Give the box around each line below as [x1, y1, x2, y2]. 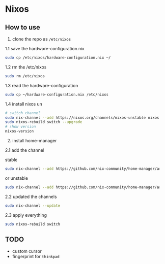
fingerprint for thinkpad [12, 254, 60, 260]
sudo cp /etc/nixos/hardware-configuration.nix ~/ [5, 55, 111, 60]
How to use [5, 23, 40, 32]
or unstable [5, 175, 28, 181]
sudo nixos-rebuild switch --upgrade [5, 120, 82, 125]
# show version [5, 124, 36, 129]
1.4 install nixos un [5, 101, 43, 107]
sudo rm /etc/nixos [5, 73, 45, 78]
